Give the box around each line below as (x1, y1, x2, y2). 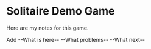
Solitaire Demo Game (6, 4, 115, 18)
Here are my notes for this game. (6, 24, 90, 31)
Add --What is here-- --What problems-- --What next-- (6, 36, 145, 43)
